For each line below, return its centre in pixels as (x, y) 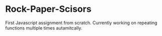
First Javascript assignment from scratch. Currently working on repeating (81, 23)
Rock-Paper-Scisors (48, 9)
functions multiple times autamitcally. (44, 28)
